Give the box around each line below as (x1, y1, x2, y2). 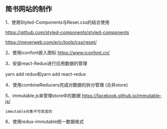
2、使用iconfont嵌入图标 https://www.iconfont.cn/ (5, 50, 110, 56)
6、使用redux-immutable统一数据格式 (5, 118, 84, 124)
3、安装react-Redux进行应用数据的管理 (5, 60, 88, 66)
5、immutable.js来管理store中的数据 (5, 93, 81, 99)
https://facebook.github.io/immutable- (82, 93, 162, 99)
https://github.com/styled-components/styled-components (5, 29, 129, 35)
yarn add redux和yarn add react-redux (5, 71, 86, 77)
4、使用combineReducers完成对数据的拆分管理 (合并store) (5, 81, 128, 88)
